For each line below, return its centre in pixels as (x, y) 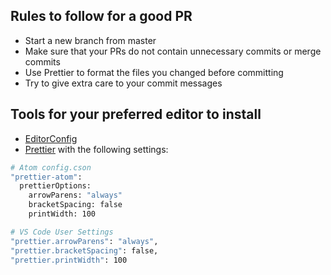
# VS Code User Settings (62, 232)
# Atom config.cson (51, 167)
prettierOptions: (55, 186)
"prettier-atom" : (46, 177)
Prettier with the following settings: (96, 149)
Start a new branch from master (90, 40)
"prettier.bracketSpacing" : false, (84, 250)
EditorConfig (51, 138)
